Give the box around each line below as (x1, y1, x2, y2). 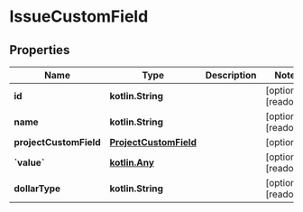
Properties (9, 42, 70, 58)
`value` (14, 156, 45, 169)
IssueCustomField (9, 6, 149, 27)
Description (205, 69, 257, 81)
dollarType (14, 182, 61, 195)
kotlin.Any (109, 156, 155, 169)
